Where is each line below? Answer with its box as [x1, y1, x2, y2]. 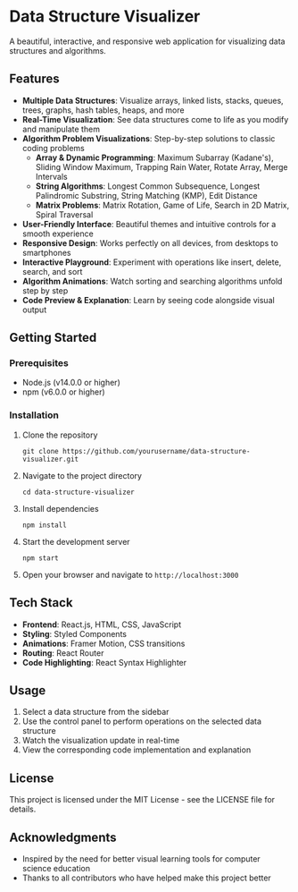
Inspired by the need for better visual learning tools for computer [21, 853, 261, 864]
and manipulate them [21, 123, 101, 134]
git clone [21, 446, 60, 455]
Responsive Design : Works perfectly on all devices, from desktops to [21, 237, 278, 248]
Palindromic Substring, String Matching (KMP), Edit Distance [35, 190, 258, 200]
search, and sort [21, 266, 83, 276]
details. [9, 803, 37, 815]
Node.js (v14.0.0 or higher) [21, 378, 120, 388]
